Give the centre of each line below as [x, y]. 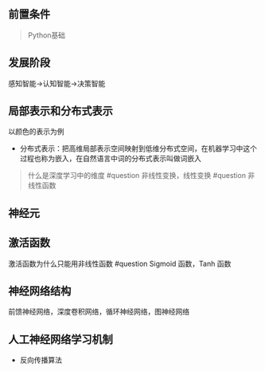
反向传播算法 [41, 360]
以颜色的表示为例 [36, 132]
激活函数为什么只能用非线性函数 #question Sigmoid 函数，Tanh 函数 [120, 263]
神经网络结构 [40, 291]
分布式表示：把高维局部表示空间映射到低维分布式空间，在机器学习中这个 [138, 148]
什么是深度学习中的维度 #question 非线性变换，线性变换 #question [137, 176]
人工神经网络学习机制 [60, 339]
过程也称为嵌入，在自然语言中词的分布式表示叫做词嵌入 [110, 159]
